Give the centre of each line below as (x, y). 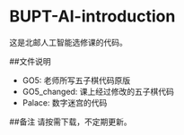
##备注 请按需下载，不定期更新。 (70, 122)
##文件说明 (30, 61)
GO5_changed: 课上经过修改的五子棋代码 (98, 91)
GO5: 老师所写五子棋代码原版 (76, 80)
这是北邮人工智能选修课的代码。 (68, 42)
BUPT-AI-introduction (92, 17)
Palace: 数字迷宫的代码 (65, 102)
